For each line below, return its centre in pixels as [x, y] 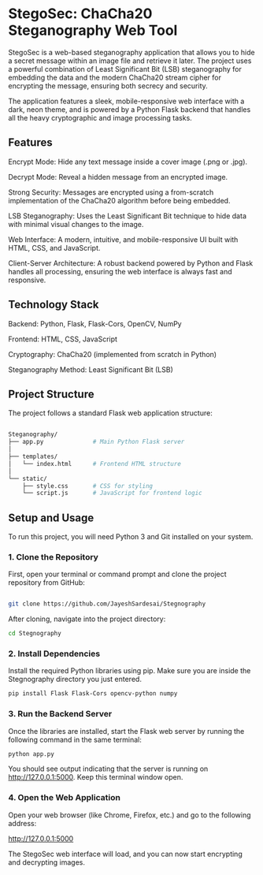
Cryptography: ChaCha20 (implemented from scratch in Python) [113, 354]
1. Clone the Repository [53, 557]
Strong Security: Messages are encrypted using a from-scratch [111, 192]
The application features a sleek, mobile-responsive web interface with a [126, 101]
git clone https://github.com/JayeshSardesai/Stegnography [107, 604]
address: [22, 823]
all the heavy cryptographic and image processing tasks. [100, 117]
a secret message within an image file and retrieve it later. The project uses [130, 61]
